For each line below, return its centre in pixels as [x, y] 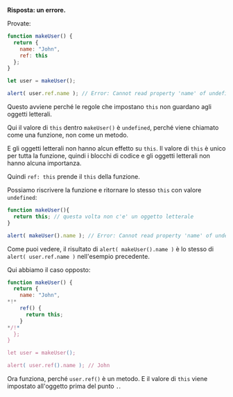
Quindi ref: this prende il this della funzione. [74, 177]
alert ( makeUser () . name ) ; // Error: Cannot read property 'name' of [110, 235]
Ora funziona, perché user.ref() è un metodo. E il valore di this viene [107, 379]
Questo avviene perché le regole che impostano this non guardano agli [109, 107]
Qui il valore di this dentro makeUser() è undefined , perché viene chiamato [113, 127]
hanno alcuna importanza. [44, 163]
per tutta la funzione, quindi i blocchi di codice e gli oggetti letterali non [109, 156]
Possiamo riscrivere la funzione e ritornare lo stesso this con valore [104, 190]
